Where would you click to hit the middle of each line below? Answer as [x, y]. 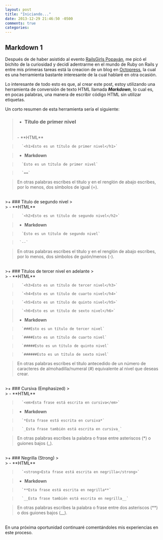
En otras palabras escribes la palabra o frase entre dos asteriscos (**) [87, 508]
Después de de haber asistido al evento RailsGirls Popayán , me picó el [76, 59]
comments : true [20, 23]
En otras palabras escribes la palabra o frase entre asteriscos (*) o [84, 438]
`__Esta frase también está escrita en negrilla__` [75, 499]
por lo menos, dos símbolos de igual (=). [58, 187]
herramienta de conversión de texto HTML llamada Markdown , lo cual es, [79, 89]
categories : [17, 28]
